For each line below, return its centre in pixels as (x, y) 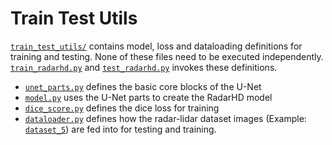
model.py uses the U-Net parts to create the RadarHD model (148, 97)
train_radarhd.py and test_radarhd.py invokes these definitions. (144, 67)
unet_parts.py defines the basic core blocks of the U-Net (143, 86)
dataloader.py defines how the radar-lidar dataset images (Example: (165, 118)
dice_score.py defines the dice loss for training (122, 108)
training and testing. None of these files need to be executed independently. (167, 56)
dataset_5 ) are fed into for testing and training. (120, 129)
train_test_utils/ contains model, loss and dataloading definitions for (156, 46)
